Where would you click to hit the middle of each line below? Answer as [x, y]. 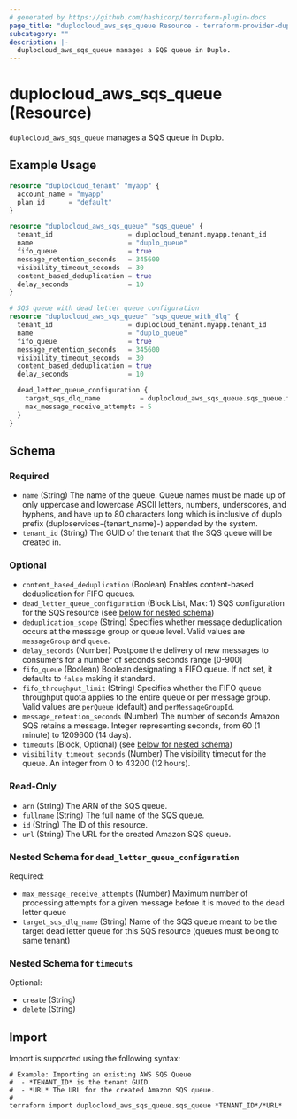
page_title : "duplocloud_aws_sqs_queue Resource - [104, 26]
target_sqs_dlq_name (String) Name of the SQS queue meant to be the [149, 921]
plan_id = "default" [65, 202]
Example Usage [53, 165]
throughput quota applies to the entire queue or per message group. [146, 697]
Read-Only [33, 787]
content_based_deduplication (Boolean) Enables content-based [137, 585]
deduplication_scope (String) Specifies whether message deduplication [152, 622]
